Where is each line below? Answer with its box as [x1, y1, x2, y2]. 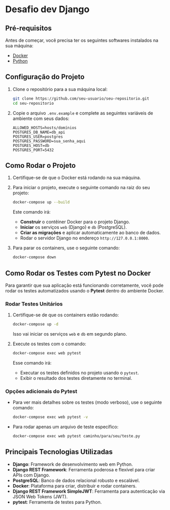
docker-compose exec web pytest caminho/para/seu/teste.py [12, 434, 141, 439]
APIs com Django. [12, 472, 50, 478]
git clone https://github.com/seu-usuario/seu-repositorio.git [12, 96, 150, 101]
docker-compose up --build [12, 200, 70, 205]
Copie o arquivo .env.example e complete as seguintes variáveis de [12, 110, 153, 116]
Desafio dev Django [5, 4, 90, 15]
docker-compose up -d [12, 322, 58, 327]
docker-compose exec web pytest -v [12, 414, 88, 420]
